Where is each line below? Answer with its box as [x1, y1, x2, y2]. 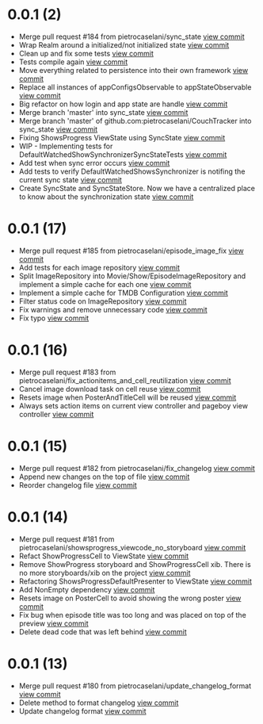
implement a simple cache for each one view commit [18, 279, 192, 289]
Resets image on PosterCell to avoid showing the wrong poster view [18, 593, 242, 603]
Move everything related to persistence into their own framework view [18, 65, 249, 75]
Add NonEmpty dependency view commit [18, 584, 155, 594]
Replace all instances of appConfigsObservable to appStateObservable [18, 82, 252, 92]
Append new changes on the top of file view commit [18, 472, 190, 481]
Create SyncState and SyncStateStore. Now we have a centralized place [18, 183, 255, 193]
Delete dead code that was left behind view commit [18, 626, 187, 636]
